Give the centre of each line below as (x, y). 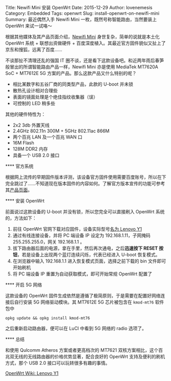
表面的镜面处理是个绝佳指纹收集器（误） (55, 97)
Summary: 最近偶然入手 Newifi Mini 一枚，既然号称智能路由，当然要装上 (81, 19)
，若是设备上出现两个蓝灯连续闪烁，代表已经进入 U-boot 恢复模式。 (89, 255)
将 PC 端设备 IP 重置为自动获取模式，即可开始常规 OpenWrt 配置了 (82, 274)
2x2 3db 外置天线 (31, 125)
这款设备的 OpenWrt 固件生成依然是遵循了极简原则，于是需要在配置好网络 (83, 296)
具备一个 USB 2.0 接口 (36, 155)
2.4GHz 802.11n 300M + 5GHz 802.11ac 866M (61, 131)
